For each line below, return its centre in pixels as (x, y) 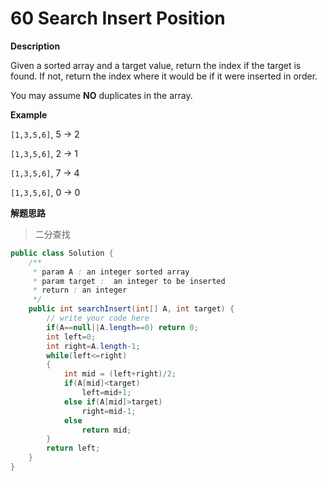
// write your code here (98, 318)
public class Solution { (62, 253)
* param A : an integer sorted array (111, 272)
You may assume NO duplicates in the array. (101, 95)
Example (29, 114)
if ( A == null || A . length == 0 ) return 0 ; (122, 327)
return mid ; (106, 430)
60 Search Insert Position (118, 18)
